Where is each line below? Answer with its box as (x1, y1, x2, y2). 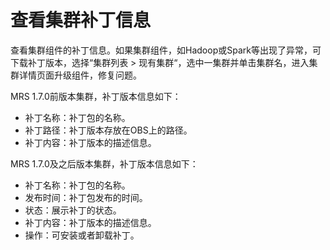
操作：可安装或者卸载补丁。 (24, 229, 140, 241)
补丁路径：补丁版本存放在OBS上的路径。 (24, 124, 193, 136)
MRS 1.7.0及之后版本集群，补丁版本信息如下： (10, 157, 199, 170)
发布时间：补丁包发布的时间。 (24, 191, 148, 203)
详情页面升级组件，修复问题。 (18, 69, 142, 81)
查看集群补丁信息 (10, 9, 152, 32)
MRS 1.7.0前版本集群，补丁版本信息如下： (10, 90, 182, 102)
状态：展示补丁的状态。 (24, 204, 122, 216)
